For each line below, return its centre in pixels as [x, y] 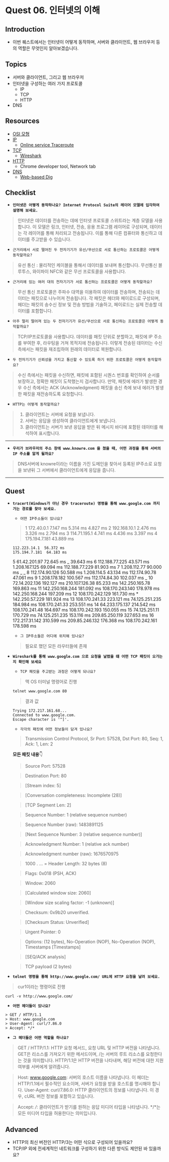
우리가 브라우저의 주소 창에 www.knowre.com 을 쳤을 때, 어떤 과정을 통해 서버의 [87, 449]
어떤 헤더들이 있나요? [31, 1006]
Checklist [21, 193]
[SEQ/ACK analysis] [46, 957]
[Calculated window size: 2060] [58, 893]
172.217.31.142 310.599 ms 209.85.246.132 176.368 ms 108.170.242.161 [85, 621]
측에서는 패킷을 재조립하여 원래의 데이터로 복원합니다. [70, 349]
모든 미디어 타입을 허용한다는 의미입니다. [57, 1113]
